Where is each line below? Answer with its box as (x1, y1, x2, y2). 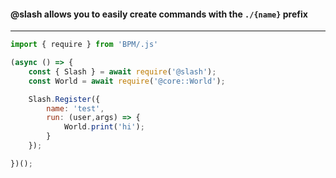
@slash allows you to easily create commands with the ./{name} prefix (10, 8, 308, 20)
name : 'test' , (46, 103, 105, 114)
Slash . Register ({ (28, 94, 101, 104)
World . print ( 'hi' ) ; (63, 122, 145, 132)
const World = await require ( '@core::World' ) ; (28, 76, 226, 86)
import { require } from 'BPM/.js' (10, 40, 159, 50)
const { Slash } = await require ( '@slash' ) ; (28, 66, 217, 77)
